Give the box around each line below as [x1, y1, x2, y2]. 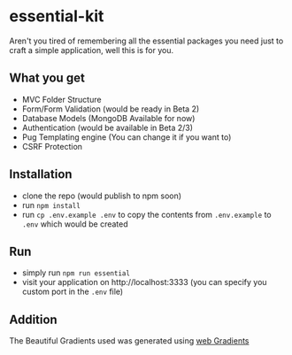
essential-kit [9, 6, 104, 27]
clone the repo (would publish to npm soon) [21, 190, 182, 201]
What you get [9, 71, 86, 86]
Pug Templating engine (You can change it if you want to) [21, 131, 232, 143]
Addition [9, 312, 58, 327]
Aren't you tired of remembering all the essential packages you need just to [9, 35, 284, 46]
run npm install [21, 199, 81, 210]
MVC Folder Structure [21, 94, 102, 104]
